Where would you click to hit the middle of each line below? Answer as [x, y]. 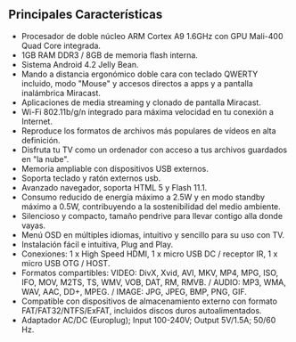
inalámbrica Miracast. [61, 93]
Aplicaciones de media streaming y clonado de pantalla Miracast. [141, 102]
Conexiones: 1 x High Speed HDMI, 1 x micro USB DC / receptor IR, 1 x [149, 254]
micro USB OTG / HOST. [66, 263]
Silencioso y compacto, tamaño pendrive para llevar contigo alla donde [152, 216]
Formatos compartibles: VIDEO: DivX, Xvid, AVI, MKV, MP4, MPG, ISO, [150, 273]
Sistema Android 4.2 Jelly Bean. [80, 64]
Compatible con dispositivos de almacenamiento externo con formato [149, 301]
